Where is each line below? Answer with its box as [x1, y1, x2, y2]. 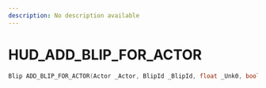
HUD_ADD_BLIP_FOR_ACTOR [8, 45, 202, 63]
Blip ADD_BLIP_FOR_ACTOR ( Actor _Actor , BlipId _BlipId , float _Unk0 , [8, 72, 243, 80]
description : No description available [8, 11, 140, 20]
